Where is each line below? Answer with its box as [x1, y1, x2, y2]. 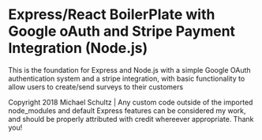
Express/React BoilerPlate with [8, 6, 215, 24]
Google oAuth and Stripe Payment [8, 22, 235, 40]
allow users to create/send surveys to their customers [8, 81, 184, 92]
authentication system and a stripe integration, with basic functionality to [8, 74, 245, 83]
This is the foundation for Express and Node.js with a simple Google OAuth [8, 65, 251, 74]
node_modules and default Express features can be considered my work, [8, 105, 246, 115]
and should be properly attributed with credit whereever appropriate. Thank [8, 114, 254, 123]
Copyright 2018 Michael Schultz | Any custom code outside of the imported [8, 97, 253, 107]
